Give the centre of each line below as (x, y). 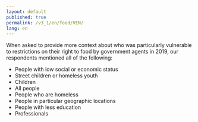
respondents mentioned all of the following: (59, 58)
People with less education (48, 107)
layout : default (26, 12)
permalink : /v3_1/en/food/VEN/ (45, 23)
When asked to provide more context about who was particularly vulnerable (99, 45)
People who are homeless (46, 95)
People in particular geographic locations (65, 101)
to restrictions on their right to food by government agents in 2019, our (92, 52)
